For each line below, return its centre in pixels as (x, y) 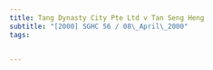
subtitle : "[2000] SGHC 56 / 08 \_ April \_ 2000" (99, 26)
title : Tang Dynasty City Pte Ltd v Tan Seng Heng (107, 18)
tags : (19, 35)
